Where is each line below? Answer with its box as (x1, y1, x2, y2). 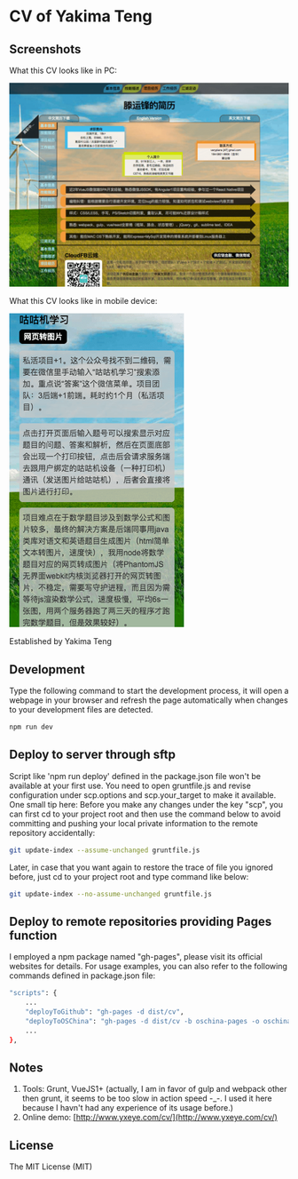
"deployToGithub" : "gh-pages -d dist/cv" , (25, 1007, 184, 1016)
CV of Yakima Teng (9, 6, 153, 27)
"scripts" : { (9, 989, 58, 998)
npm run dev (9, 722, 53, 731)
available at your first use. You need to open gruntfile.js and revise (9, 780, 251, 791)
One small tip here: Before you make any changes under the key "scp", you (9, 799, 284, 809)
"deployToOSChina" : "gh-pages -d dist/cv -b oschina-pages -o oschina (25, 1016, 292, 1025)
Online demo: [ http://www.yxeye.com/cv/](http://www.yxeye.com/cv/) (21, 1112, 278, 1123)
